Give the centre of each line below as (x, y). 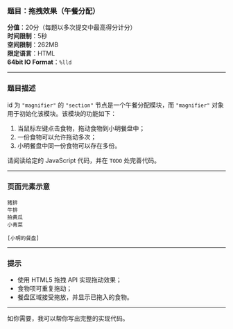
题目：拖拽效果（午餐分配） (53, 10)
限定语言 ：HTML (31, 53)
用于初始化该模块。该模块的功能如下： (62, 113)
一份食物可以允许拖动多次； (57, 137)
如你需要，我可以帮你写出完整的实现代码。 (68, 319)
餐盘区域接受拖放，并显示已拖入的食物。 (75, 297)
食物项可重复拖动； (45, 289)
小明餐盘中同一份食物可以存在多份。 (69, 145)
